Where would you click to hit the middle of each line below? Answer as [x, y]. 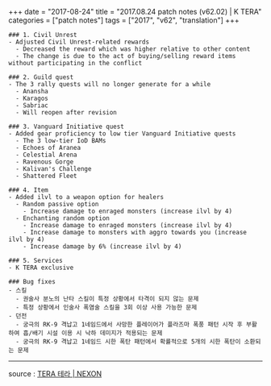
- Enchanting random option [63, 218]
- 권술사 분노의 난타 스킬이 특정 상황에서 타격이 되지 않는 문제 [107, 299]
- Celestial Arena [47, 155]
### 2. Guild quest [41, 77]
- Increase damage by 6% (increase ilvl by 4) [102, 247]
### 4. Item [28, 190]
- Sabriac [32, 106]
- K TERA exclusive [41, 268]
